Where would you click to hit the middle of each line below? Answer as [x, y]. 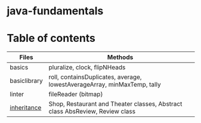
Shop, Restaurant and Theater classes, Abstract [115, 104]
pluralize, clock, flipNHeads [87, 67]
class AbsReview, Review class [92, 112]
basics [19, 67]
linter [17, 94]
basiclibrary [27, 81]
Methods [120, 57]
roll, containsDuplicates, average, [95, 77]
